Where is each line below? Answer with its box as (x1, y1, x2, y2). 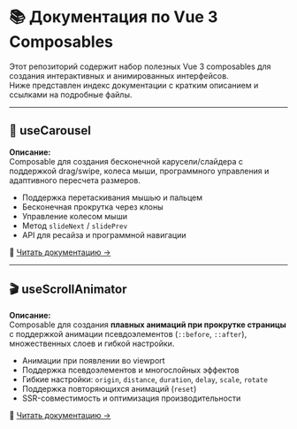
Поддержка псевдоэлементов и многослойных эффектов (21, 364, 240, 375)
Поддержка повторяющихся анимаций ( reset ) (21, 383, 197, 394)
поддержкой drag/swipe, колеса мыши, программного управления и (9, 165, 270, 176)
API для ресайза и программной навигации (21, 229, 187, 240)
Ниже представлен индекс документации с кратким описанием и (9, 80, 259, 90)
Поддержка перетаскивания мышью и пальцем (21, 192, 203, 203)
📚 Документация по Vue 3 (9, 7, 218, 27)
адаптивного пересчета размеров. (9, 174, 141, 186)
